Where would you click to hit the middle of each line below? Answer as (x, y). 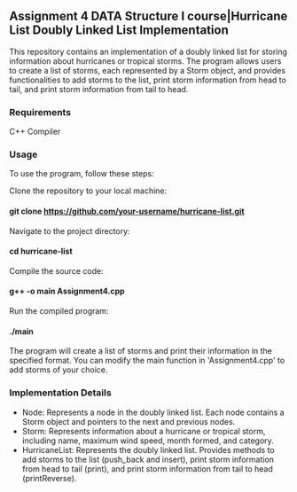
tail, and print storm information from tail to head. (99, 89)
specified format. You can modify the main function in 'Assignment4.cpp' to (147, 361)
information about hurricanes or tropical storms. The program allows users (145, 61)
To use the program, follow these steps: (82, 174)
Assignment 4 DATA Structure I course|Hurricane (148, 16)
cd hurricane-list (41, 251)
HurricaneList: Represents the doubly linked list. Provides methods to (148, 449)
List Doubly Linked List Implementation (119, 31)
